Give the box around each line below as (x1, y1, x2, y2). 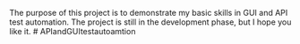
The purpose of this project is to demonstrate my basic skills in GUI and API (9, 8, 288, 18)
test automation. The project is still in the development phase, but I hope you (9, 17, 292, 27)
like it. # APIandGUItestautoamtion (9, 26, 136, 36)
